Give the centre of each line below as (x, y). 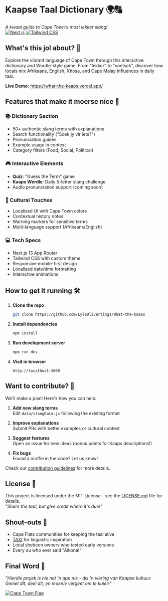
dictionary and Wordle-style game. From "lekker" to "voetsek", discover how (84, 65)
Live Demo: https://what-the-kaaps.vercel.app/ (54, 86)
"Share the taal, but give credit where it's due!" (54, 506)
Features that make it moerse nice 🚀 (62, 102)
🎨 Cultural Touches (29, 200)
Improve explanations (36, 423)
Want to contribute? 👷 (40, 386)
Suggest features (31, 438)
